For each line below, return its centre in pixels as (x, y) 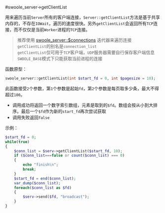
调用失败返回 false (31, 117)
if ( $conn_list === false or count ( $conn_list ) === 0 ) (69, 156)
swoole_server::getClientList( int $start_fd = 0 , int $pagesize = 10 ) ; (81, 78)
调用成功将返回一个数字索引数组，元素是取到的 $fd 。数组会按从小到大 (83, 105)
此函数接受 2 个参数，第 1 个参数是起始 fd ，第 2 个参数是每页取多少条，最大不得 (82, 88)
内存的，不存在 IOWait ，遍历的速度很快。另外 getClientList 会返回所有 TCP (79, 23)
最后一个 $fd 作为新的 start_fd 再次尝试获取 (63, 111)
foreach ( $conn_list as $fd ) (43, 188)
